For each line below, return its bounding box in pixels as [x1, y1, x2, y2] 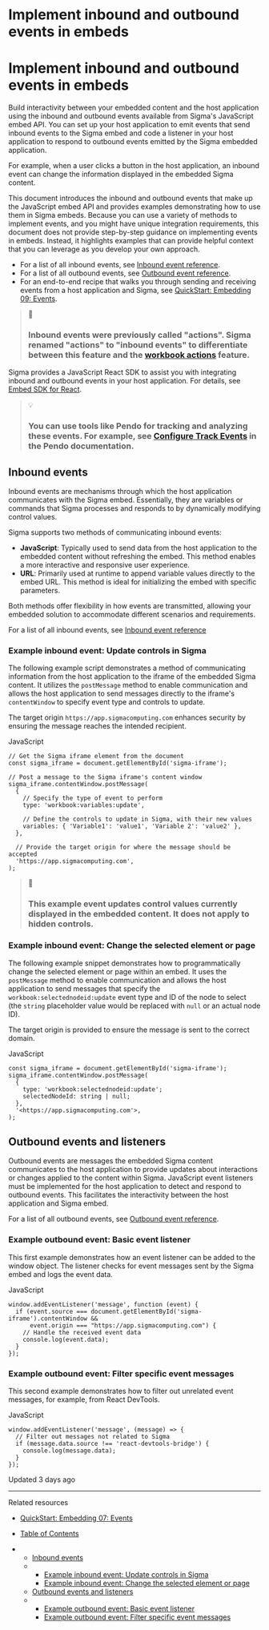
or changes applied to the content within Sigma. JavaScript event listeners [8, 1173, 254, 1182]
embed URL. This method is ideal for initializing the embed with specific [19, 577, 257, 587]
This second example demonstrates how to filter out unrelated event [8, 1387, 234, 1396]
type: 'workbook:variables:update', [22, 801, 146, 809]
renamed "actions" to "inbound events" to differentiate [27, 339, 248, 351]
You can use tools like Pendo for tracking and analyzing [27, 420, 248, 432]
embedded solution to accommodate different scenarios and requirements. [8, 610, 256, 620]
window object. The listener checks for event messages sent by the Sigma [8, 1261, 255, 1271]
